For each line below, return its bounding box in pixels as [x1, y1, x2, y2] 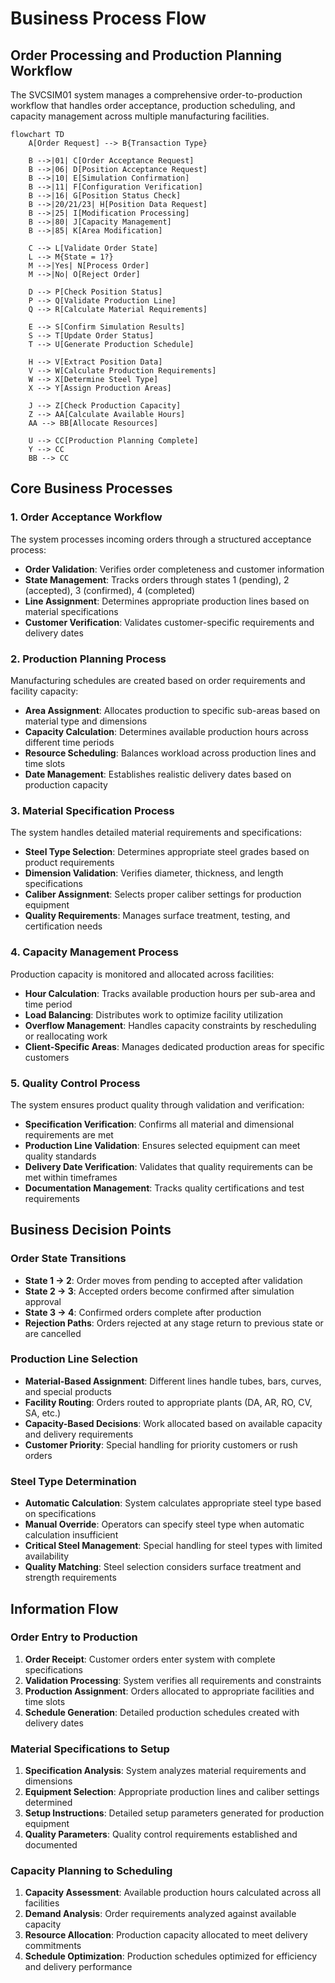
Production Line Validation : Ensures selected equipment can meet [24, 1139, 301, 1151]
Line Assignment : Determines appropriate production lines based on [24, 595, 310, 607]
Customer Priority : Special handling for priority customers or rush [24, 1438, 298, 1451]
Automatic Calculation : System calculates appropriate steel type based [24, 1497, 322, 1509]
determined [24, 1797, 73, 1809]
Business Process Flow [10, 7, 207, 30]
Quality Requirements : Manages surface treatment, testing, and [24, 910, 291, 922]
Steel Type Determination [10, 1474, 137, 1488]
